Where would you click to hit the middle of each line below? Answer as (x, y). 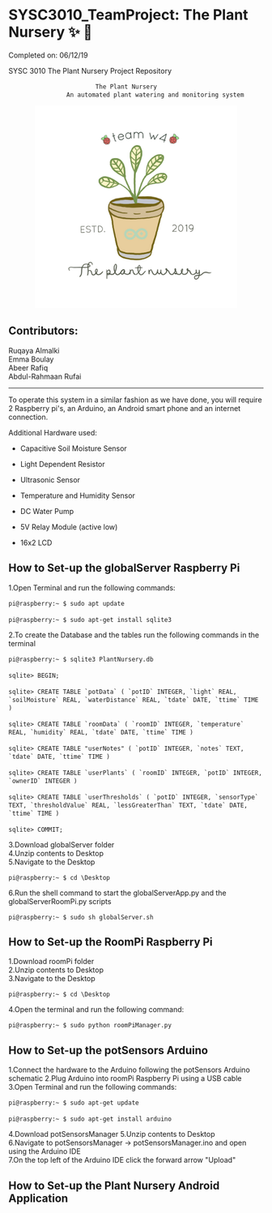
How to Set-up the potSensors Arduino (108, 1050)
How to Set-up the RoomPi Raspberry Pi (110, 942)
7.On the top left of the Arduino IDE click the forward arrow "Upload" (122, 1160)
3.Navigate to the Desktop (52, 979)
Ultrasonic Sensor (50, 479)
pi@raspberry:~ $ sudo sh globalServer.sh (81, 917)
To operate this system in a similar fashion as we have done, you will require (135, 400)
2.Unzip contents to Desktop (56, 970)
